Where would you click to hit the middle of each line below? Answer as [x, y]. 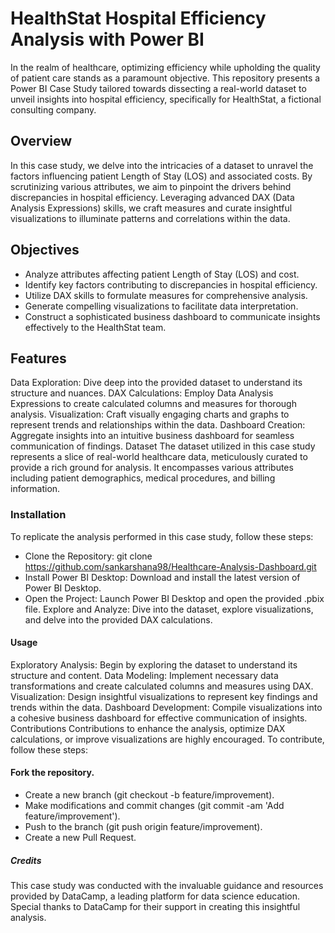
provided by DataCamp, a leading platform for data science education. [155, 896]
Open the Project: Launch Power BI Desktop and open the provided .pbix [174, 598]
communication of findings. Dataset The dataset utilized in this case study [163, 446]
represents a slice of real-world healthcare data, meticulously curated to [159, 457]
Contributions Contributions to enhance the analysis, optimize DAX [148, 728]
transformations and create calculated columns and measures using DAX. [162, 686]
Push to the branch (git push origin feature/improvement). [143, 827]
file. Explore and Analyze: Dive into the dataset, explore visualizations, [169, 609]
